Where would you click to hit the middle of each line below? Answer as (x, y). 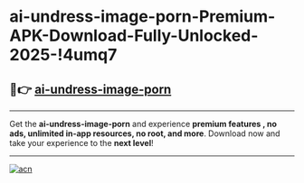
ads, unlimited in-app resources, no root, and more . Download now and (145, 133)
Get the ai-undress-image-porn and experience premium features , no (143, 124)
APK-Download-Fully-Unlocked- (134, 36)
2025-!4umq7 (63, 55)
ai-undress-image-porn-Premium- (142, 17)
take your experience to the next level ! (81, 143)
